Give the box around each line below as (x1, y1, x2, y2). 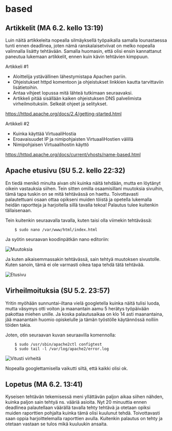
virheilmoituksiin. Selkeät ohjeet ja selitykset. (12, 101, 108, 107)
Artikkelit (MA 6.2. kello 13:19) (5, 24, 104, 32)
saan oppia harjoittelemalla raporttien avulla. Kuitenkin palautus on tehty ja (5, 416, 163, 422)
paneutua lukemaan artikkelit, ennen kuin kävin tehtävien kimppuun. (5, 53, 149, 60)
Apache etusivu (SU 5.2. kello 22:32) (5, 166, 126, 175)
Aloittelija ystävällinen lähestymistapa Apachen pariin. (12, 73, 127, 80)
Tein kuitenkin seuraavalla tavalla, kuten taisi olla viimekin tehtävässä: (5, 217, 152, 223)
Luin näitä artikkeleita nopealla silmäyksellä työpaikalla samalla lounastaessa (5, 37, 167, 43)
